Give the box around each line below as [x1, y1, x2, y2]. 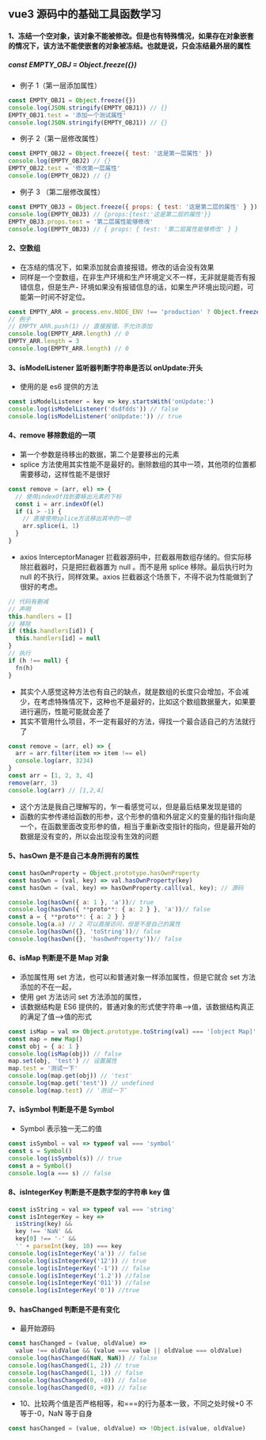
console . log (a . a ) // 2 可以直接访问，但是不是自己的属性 [8, 920, 180, 929]
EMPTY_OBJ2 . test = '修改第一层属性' [8, 165, 121, 173]
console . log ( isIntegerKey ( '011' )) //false [8, 1279, 150, 1287]
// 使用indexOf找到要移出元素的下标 [15, 492, 122, 501]
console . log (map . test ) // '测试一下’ [8, 1087, 128, 1094]
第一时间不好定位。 [26, 292, 89, 301]
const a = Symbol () [8, 1162, 73, 1170]
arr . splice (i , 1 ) [22, 522, 80, 530]
